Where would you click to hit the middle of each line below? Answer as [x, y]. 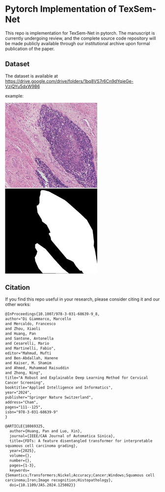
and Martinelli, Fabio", [30, 349]
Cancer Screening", [25, 383]
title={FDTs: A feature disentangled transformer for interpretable [81, 441]
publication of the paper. [30, 49]
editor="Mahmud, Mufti [28, 353]
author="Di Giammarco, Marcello [38, 319]
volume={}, [21, 456]
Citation [18, 287]
